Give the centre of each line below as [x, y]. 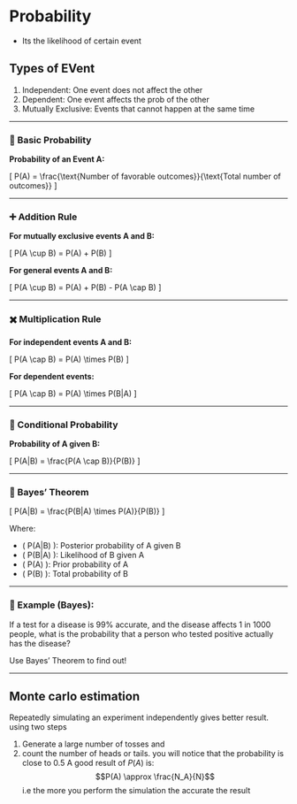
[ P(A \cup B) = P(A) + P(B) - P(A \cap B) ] [85, 287]
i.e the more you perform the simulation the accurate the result [136, 791]
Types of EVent [52, 69]
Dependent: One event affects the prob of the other [115, 99]
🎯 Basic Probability [50, 140]
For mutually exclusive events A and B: [82, 236]
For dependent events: [52, 376]
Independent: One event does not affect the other [112, 89]
